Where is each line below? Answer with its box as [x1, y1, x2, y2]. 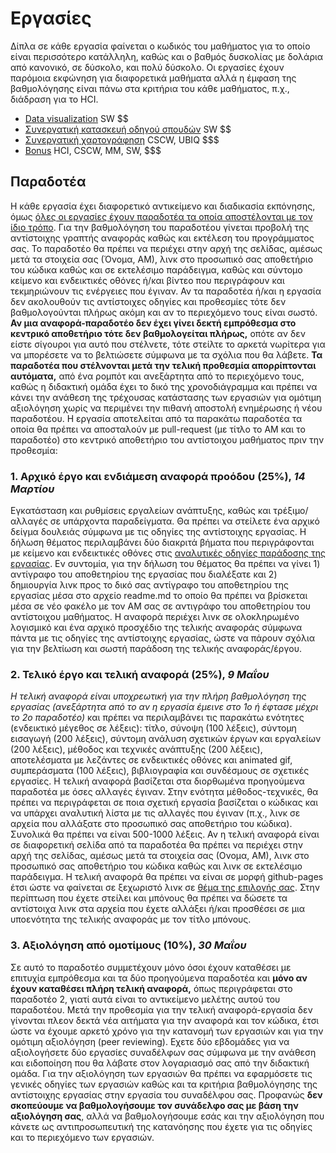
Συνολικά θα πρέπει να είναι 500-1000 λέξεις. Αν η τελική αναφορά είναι [10, 828, 320, 841]
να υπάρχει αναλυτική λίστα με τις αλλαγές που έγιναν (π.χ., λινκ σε [10, 807, 301, 819]
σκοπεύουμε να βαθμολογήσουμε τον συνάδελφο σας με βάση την [10, 1099, 299, 1111]
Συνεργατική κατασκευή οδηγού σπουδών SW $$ [24, 123, 232, 135]
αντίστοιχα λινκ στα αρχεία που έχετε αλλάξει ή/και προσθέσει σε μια [10, 903, 306, 915]
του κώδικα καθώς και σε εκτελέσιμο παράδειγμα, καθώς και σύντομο [10, 263, 303, 276]
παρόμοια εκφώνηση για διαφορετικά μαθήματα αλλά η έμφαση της [10, 72, 297, 84]
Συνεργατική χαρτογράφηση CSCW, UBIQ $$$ [24, 133, 220, 146]
